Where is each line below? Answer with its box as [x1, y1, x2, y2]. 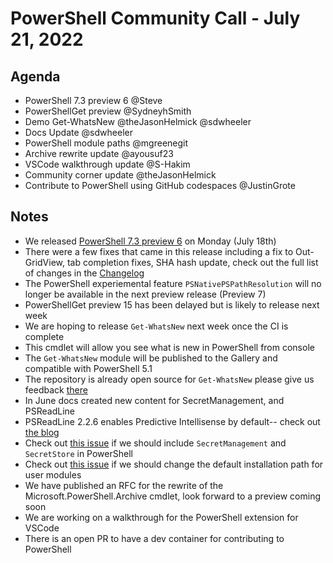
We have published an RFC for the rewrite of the [24, 479, 224, 491]
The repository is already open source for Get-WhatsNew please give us [24, 373, 315, 385]
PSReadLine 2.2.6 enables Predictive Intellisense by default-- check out [24, 415, 321, 427]
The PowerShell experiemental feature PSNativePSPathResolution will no [24, 277, 322, 289]
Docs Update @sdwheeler [24, 127, 133, 138]
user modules [24, 468, 82, 481]
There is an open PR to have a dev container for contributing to [24, 532, 285, 544]
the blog [24, 426, 60, 438]
